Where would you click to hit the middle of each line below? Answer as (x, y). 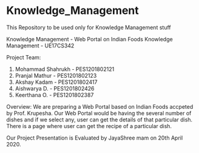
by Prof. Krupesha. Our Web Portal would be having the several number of (99, 113)
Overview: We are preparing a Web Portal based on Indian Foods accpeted (100, 106)
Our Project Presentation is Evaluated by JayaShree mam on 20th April (95, 138)
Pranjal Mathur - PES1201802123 (56, 75)
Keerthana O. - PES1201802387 (54, 95)
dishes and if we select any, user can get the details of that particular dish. (99, 120)
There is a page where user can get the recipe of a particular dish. (89, 126)
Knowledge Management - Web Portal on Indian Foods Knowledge (89, 39)
